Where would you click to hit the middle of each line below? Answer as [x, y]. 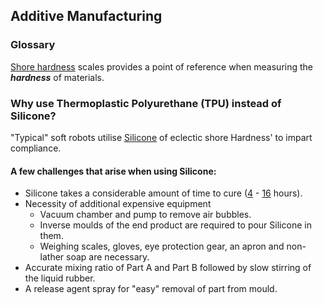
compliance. [36, 148]
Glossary [33, 45]
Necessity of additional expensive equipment [118, 204]
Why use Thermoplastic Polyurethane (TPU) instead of [146, 103]
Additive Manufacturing [86, 16]
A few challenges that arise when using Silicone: [113, 171]
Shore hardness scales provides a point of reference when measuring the [161, 66]
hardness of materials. [57, 77]
